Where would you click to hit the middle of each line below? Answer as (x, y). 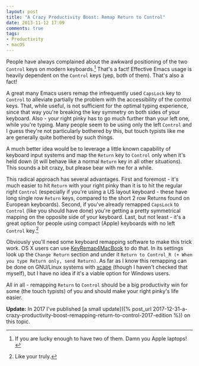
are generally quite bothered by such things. (60, 137)
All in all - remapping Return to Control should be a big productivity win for (97, 285)
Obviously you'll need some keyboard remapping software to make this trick (99, 242)
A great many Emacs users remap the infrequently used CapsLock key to (94, 93)
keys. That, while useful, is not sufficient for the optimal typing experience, (97, 106)
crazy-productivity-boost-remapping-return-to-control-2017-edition (89, 316)
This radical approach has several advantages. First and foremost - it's (92, 179)
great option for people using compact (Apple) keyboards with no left (91, 223)
